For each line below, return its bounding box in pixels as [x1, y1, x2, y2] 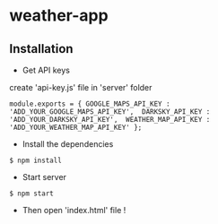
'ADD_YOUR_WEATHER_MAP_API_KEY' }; [9, 123, 143, 132]
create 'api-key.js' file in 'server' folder [9, 82, 153, 92]
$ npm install [9, 156, 63, 165]
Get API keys [22, 65, 70, 75]
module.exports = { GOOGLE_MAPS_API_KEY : [9, 99, 170, 108]
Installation [9, 41, 74, 56]
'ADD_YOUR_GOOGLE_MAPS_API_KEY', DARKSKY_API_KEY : [9, 108, 211, 116]
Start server [22, 172, 67, 182]
